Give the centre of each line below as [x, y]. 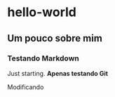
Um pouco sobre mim [55, 38]
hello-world [42, 12]
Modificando [26, 87]
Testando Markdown [43, 58]
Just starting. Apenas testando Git [58, 73]
